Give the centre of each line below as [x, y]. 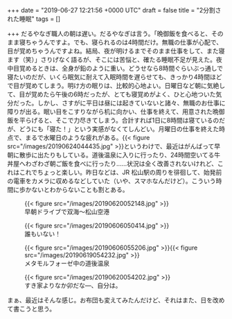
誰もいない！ [43, 234]
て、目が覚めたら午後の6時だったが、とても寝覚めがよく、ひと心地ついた [111, 94]
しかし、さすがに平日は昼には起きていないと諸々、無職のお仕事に [131, 103]
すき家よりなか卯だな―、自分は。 [73, 285]
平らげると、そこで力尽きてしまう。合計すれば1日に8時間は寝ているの [119, 120]
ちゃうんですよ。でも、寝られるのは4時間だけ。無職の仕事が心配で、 [124, 42]
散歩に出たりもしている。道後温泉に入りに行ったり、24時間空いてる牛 [119, 155]
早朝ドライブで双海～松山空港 [67, 212]
